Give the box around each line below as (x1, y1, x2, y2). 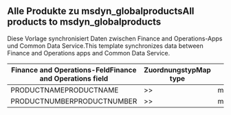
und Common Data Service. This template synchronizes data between (7, 41, 204, 50)
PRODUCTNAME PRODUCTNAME (10, 85, 119, 94)
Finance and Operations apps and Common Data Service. (7, 49, 170, 57)
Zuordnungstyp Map (144, 65, 211, 75)
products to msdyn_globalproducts (7, 16, 162, 28)
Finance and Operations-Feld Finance (11, 65, 137, 75)
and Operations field (39, 73, 109, 83)
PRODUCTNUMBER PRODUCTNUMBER (10, 96, 137, 105)
